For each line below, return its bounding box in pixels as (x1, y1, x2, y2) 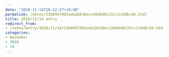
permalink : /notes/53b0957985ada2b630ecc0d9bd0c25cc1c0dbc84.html (5, 12, 147, 17)
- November (5, 35, 28, 40)
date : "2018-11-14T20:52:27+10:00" (5, 7, 80, 12)
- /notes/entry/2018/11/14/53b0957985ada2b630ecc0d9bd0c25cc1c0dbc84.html (5, 26, 165, 31)
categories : (5, 30, 30, 35)
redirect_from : (5, 21, 37, 26)
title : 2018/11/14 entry (5, 16, 57, 21)
